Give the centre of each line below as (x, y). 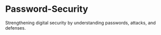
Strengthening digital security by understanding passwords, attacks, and (80, 23)
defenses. (16, 28)
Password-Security (47, 9)
